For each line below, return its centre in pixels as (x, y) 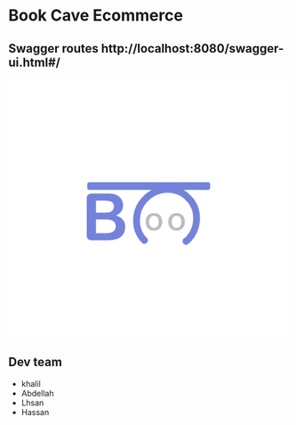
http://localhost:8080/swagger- (192, 49)
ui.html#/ (35, 62)
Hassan (35, 412)
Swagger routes (54, 49)
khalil (31, 383)
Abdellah (37, 393)
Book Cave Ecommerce (96, 16)
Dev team (36, 362)
